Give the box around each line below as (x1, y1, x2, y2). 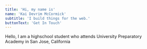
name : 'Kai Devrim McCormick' (5, 12, 67, 16)
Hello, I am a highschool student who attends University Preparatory (5, 34, 142, 39)
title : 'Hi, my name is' (5, 7, 55, 12)
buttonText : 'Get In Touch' (5, 20, 62, 25)
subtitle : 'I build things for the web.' (5, 16, 91, 21)
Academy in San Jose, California (5, 39, 71, 45)
